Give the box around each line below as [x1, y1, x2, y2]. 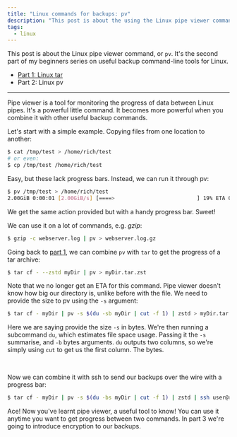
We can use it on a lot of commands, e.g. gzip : [7, 221, 142, 230]
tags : [7, 23, 23, 30]
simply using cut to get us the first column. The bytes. [7, 346, 164, 354]
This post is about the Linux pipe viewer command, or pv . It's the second [7, 49, 219, 58]
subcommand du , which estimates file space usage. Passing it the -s [7, 330, 207, 339]
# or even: [7, 155, 39, 163]
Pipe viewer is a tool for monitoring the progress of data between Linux [7, 98, 214, 107]
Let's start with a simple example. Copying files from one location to [7, 127, 205, 136]
